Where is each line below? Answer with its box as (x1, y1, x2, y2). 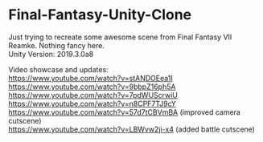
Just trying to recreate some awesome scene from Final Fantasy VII (8, 32, 232, 42)
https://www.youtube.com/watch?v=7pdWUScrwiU (8, 90, 179, 99)
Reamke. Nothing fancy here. (8, 40, 105, 50)
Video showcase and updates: (8, 64, 109, 74)
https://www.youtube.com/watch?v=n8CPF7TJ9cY (8, 99, 177, 108)
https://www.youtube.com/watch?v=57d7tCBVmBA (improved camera (8, 107, 241, 117)
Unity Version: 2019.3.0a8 (8, 49, 94, 59)
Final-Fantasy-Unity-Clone (8, 6, 192, 24)
